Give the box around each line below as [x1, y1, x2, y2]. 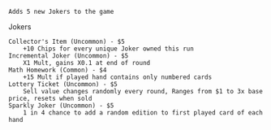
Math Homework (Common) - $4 [8, 66, 107, 74]
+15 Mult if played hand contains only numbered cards [23, 73, 213, 81]
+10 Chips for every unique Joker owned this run [23, 45, 195, 53]
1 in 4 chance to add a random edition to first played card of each [23, 109, 264, 117]
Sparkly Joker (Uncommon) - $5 [8, 102, 114, 110]
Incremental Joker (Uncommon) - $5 [8, 52, 129, 60]
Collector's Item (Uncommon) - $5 [8, 37, 126, 45]
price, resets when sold [8, 94, 92, 102]
